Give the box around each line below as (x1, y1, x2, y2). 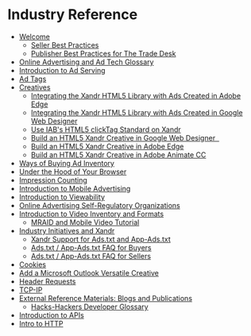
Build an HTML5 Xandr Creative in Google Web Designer (30, 133, 216, 142)
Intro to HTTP (18, 319, 64, 328)
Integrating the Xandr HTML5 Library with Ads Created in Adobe (30, 91, 241, 100)
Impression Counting (18, 175, 88, 184)
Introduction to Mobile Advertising (18, 183, 131, 193)
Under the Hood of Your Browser (18, 167, 127, 176)
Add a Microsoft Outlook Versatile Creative (18, 268, 160, 277)
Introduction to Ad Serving (18, 65, 106, 75)
